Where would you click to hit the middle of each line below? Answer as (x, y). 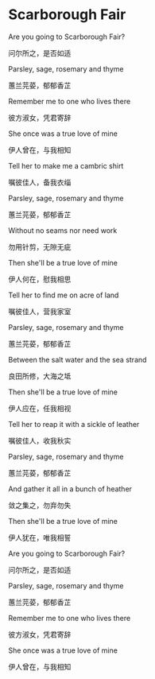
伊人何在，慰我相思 (40, 279)
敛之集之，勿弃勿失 (40, 505)
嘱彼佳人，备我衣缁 (40, 182)
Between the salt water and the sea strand (77, 359)
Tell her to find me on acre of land (64, 295)
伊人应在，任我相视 (40, 408)
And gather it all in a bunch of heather (70, 489)
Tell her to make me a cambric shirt (66, 165)
